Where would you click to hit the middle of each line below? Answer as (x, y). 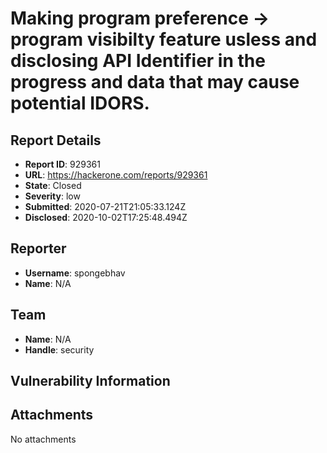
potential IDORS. (80, 103)
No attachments (43, 439)
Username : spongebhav (75, 273)
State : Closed (53, 185)
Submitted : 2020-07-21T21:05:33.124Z (105, 206)
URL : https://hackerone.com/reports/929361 (116, 175)
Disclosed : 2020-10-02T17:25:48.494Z (106, 217)
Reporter (38, 248)
